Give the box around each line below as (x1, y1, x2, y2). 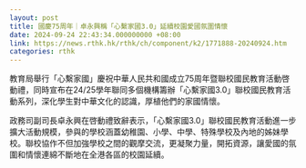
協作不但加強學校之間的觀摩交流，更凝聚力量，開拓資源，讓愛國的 (40, 138, 289, 149)
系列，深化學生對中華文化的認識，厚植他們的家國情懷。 (16, 96, 225, 107)
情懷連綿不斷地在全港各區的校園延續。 (25, 149, 169, 160)
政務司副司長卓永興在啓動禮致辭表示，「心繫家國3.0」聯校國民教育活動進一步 (9, 115, 297, 126)
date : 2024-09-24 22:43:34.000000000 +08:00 (9, 30, 181, 39)
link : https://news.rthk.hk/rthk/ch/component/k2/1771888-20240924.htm (9, 38, 287, 48)
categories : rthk (9, 47, 76, 56)
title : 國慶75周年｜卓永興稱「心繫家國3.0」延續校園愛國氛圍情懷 (9, 22, 229, 31)
